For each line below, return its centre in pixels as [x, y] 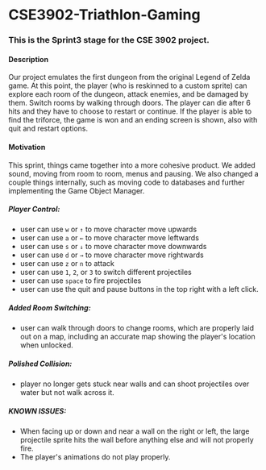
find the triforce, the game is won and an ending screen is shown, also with [133, 120]
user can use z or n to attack [67, 264]
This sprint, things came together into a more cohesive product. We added [132, 165]
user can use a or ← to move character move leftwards [110, 238]
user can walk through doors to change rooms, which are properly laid [137, 328]
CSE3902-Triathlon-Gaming [104, 15]
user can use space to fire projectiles [81, 281]
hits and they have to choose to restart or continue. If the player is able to [130, 111]
